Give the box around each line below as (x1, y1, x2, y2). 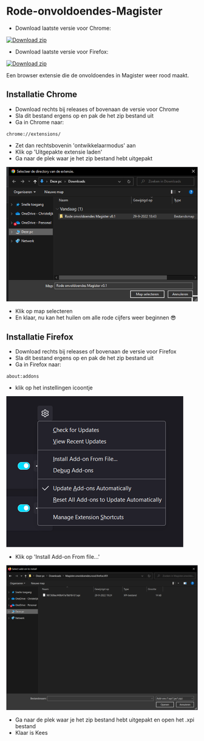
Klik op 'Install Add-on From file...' (15, 553, 100, 561)
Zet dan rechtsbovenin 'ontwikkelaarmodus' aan (15, 141, 136, 149)
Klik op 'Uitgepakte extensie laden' (15, 148, 103, 155)
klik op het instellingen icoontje (15, 384, 93, 391)
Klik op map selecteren (15, 308, 73, 315)
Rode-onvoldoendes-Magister (6, 4, 163, 18)
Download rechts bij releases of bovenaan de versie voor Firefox (15, 348, 177, 355)
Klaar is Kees (15, 729, 48, 737)
